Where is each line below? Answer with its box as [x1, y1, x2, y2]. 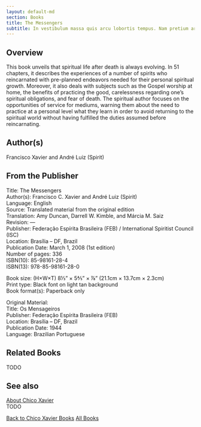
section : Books [6, 14, 44, 20]
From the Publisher [6, 171, 79, 181]
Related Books [6, 348, 61, 358]
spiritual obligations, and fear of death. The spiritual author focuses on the [6, 95, 190, 102]
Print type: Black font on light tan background [6, 281, 118, 288]
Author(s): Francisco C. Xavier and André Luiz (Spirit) [6, 193, 138, 200]
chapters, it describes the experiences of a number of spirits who [6, 70, 167, 77]
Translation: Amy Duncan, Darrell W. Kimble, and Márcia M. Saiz [6, 212, 164, 219]
